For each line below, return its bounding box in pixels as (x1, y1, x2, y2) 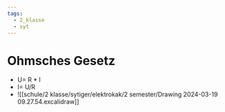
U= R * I (17, 75, 42, 84)
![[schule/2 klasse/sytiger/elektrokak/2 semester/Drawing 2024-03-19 (17, 91, 218, 99)
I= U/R (17, 83, 36, 91)
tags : (7, 10, 23, 17)
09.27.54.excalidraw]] (17, 97, 80, 106)
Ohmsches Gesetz (7, 53, 116, 68)
